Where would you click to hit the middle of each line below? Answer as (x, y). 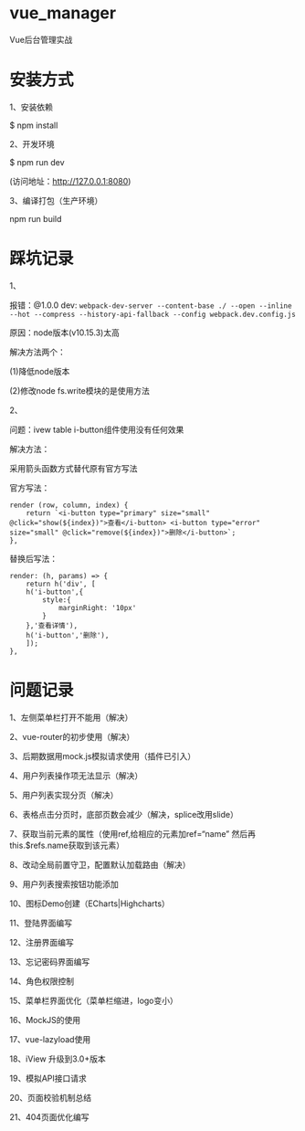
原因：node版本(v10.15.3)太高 (65, 333)
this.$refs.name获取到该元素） (67, 845)
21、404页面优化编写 (49, 1116)
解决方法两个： (37, 352)
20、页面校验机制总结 (51, 1097)
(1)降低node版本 (40, 371)
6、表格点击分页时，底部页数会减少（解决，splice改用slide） (124, 814)
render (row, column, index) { (69, 505)
